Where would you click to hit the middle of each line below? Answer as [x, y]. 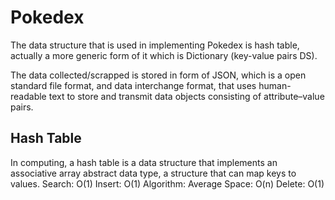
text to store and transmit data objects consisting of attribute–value [186, 96]
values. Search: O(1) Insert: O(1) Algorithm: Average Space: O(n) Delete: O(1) [167, 183]
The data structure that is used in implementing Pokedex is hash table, [155, 45]
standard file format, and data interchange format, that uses [133, 85]
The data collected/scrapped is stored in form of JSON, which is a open [158, 75]
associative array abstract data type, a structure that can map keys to [153, 173]
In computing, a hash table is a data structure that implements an [144, 162]
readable [28, 96]
